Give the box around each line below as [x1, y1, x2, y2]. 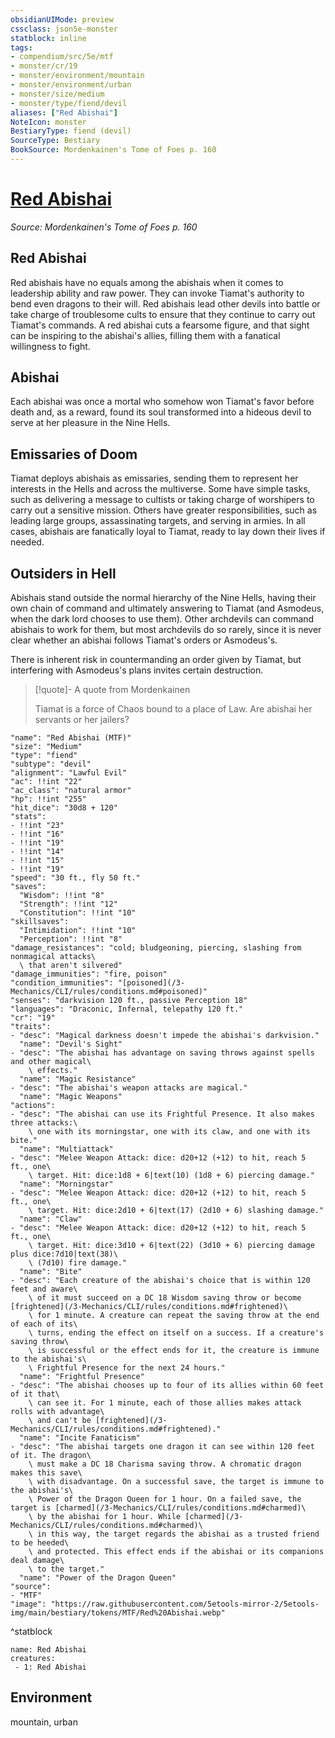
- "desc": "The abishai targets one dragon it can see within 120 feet [10, 1442, 315, 1452]
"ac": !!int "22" [10, 777, 83, 787]
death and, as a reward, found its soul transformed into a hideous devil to [10, 406, 312, 418]
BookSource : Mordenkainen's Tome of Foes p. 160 [10, 145, 217, 155]
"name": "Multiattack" [19, 1144, 114, 1155]
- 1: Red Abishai [14, 1662, 87, 1673]
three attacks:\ [10, 1118, 78, 1128]
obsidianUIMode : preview [10, 14, 114, 25]
